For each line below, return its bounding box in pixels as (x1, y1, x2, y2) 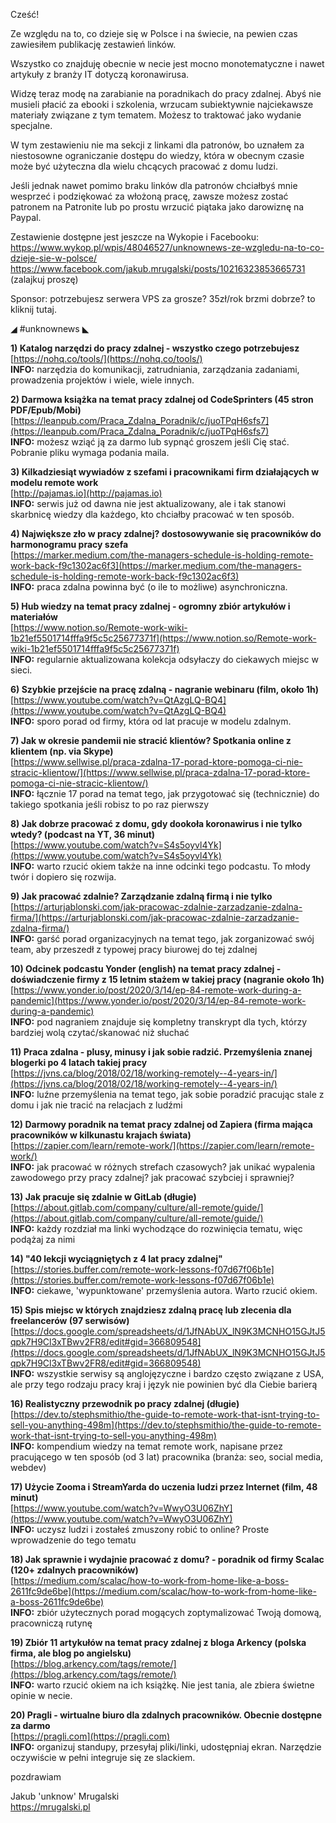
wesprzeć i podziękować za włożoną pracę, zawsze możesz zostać (10, 190, 289, 202)
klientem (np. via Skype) (10, 745, 114, 757)
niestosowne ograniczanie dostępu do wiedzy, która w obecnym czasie (10, 150, 305, 161)
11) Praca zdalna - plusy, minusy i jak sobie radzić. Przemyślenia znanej (10, 1046, 313, 1058)
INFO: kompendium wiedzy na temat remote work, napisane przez (10, 1440, 284, 1452)
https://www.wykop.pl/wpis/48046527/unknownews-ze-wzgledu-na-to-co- (10, 242, 325, 253)
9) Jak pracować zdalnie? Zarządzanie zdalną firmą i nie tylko (10, 890, 273, 902)
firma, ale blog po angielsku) (10, 1647, 132, 1659)
